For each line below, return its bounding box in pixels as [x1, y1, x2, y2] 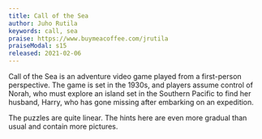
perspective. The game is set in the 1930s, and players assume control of [8, 80, 254, 90]
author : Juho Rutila [8, 19, 79, 27]
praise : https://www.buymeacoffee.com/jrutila [8, 34, 169, 43]
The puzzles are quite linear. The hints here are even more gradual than [8, 113, 247, 122]
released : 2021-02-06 [8, 49, 82, 57]
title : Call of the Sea [8, 11, 89, 20]
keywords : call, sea [8, 27, 79, 35]
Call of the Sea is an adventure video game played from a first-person [8, 72, 242, 81]
